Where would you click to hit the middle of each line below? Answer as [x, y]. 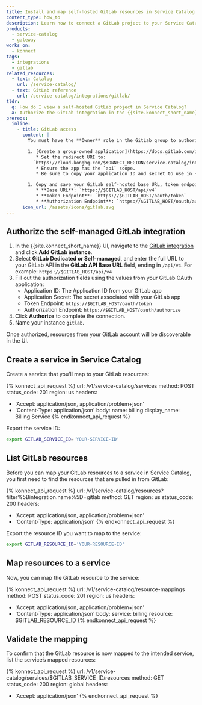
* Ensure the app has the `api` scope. [86, 168]
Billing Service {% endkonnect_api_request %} [72, 417]
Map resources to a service [58, 563]
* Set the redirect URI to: [71, 157]
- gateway [24, 40]
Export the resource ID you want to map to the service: [74, 533]
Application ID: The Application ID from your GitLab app [93, 291]
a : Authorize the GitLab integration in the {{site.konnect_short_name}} [106, 113]
